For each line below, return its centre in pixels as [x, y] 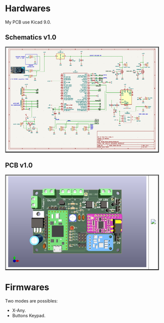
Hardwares [28, 9]
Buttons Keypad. [29, 315]
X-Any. [19, 310]
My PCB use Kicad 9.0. [28, 22]
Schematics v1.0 [31, 37]
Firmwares [27, 287]
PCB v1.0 [19, 165]
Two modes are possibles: [31, 301]
